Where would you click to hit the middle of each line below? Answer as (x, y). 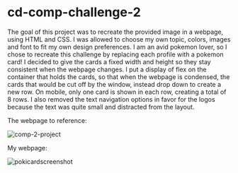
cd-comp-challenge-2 (74, 12)
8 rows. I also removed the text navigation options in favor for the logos (111, 99)
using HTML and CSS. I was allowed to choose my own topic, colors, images (119, 39)
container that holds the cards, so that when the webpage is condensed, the (119, 77)
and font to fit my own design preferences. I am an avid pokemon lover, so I (117, 47)
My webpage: (27, 148)
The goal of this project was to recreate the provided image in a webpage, (115, 32)
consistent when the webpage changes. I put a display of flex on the (107, 69)
